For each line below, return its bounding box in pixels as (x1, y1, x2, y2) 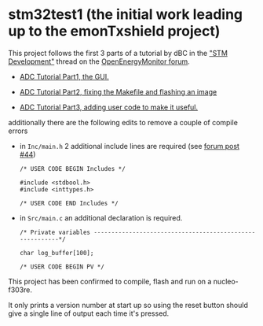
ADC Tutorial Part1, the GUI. (19, 72, 109, 81)
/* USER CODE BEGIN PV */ (19, 262, 104, 271)
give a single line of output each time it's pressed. (8, 309, 170, 318)
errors (8, 126, 28, 135)
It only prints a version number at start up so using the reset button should (8, 300, 249, 309)
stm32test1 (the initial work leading (8, 6, 243, 24)
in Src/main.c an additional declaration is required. (19, 213, 183, 222)
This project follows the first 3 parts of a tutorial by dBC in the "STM (8, 48, 228, 57)
